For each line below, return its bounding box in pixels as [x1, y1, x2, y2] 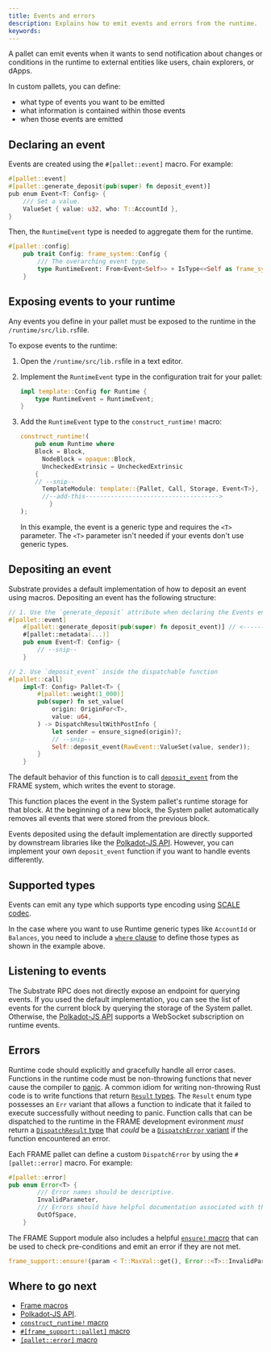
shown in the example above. [8, 941, 106, 950]
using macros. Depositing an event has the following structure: [8, 592, 216, 602]
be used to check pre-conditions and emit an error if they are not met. [8, 1241, 241, 1251]
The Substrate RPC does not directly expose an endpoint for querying [8, 986, 240, 995]
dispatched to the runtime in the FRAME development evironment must [8, 1116, 244, 1126]
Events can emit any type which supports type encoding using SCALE [8, 900, 240, 909]
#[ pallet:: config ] [8, 243, 70, 251]
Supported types [8, 878, 95, 892]
